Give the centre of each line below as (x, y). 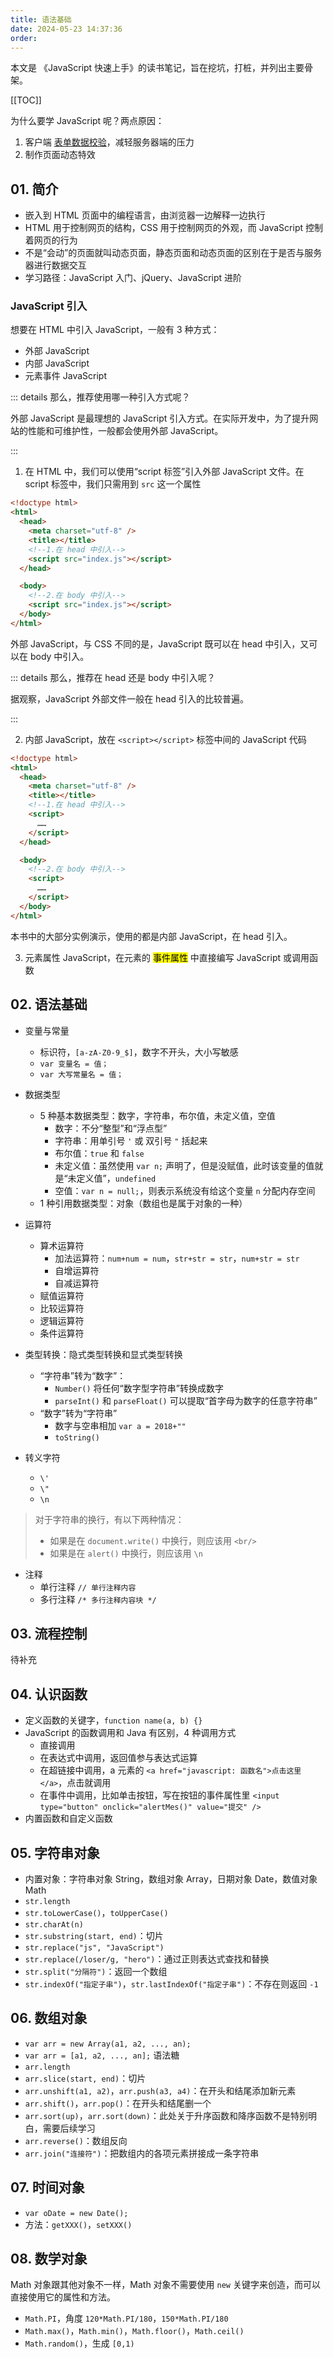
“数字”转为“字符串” (78, 1413)
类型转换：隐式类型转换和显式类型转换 (103, 1354)
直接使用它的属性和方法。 (63, 2297)
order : (24, 38)
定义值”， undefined (116, 1178)
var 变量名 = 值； (74, 1064)
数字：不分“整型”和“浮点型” (111, 1128)
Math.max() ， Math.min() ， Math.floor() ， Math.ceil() (134, 2331)
